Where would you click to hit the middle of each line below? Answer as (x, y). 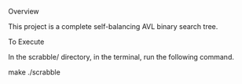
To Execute (26, 42)
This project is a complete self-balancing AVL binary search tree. (113, 26)
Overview (24, 11)
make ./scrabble (34, 72)
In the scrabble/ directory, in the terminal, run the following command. (121, 57)
